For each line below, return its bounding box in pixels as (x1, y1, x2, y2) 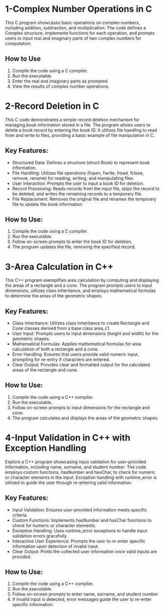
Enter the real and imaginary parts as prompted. (12, 78, 109, 84)
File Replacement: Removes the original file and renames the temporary (12, 196, 157, 202)
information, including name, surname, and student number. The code (5, 464, 146, 470)
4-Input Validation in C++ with (5, 432, 131, 443)
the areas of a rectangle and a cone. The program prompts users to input (5, 283, 153, 289)
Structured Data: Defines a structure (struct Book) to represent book (12, 159, 150, 165)
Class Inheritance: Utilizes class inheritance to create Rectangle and (12, 320, 150, 326)
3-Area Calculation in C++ (5, 261, 114, 272)
